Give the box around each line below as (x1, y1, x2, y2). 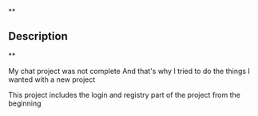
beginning (8, 99, 42, 108)
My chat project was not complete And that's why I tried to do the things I (8, 66, 250, 75)
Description (8, 29, 68, 43)
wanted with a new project (8, 75, 96, 84)
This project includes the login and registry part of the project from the (8, 90, 241, 99)
